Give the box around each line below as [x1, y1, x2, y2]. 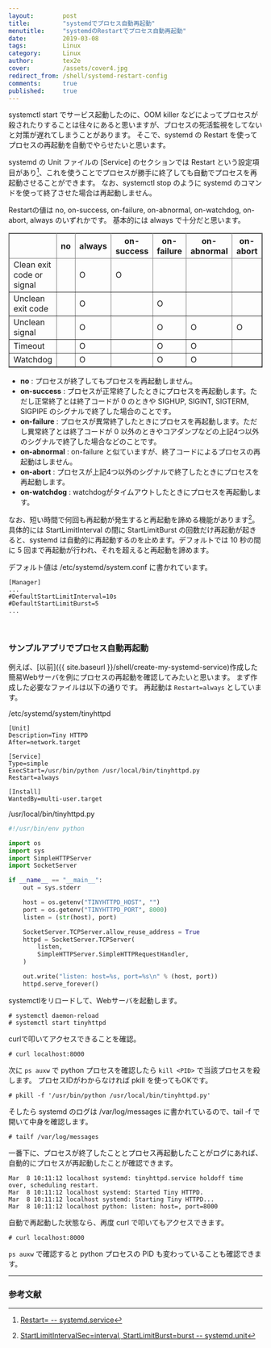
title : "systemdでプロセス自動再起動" [8, 19, 156, 27]
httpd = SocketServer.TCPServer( [23, 936, 135, 944]
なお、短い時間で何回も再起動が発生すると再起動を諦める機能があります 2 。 [8, 513, 260, 525]
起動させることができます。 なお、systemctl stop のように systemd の [8, 178, 241, 188]
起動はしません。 [19, 457, 77, 467]
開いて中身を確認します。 [8, 1116, 93, 1126]
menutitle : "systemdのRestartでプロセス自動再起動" [8, 27, 187, 35]
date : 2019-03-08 [8, 34, 99, 43]
